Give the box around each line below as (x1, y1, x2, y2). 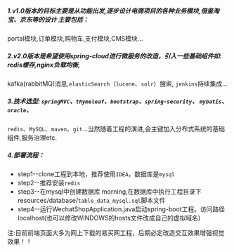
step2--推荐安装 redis (17, 178, 81, 187)
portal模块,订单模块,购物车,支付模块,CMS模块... (7, 34, 143, 42)
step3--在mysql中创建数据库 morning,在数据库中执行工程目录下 (17, 187, 202, 196)
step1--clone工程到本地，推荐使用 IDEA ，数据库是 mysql (17, 169, 176, 178)
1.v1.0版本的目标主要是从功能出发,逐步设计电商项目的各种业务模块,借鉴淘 (7, 6, 220, 15)
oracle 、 (7, 105, 33, 114)
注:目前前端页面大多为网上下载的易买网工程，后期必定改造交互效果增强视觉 (7, 228, 225, 237)
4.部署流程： (7, 151, 44, 159)
